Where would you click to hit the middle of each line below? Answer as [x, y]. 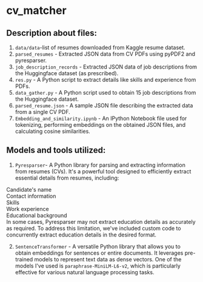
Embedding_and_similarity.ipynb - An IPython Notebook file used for [101, 118]
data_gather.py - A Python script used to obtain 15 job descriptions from [105, 92]
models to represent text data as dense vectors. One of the [108, 259]
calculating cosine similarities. [53, 131]
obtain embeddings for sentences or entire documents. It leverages [99, 253]
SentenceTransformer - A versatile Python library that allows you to [98, 246]
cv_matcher [36, 11]
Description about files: [52, 33]
